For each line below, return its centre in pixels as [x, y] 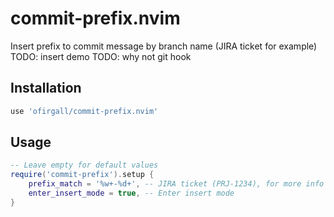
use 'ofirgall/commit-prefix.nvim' [84, 111]
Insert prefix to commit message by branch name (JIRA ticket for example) [164, 46]
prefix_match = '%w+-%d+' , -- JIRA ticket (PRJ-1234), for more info [176, 184]
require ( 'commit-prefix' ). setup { [82, 175]
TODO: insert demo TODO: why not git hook [101, 56]
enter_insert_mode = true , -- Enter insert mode [131, 193]
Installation [46, 88]
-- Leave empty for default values [84, 165]
